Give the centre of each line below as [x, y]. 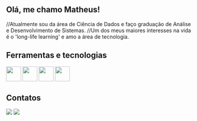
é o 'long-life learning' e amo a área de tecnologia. [68, 36]
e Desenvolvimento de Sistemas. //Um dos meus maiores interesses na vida [98, 30]
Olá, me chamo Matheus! [53, 10]
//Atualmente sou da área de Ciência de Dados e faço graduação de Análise [98, 24]
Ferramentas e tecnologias [57, 55]
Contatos [24, 98]
